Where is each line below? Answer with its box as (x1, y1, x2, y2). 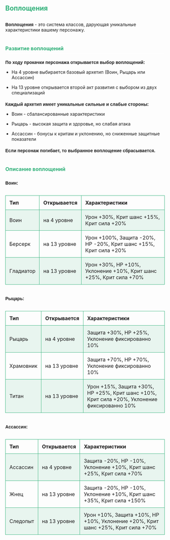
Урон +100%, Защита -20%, (85, 234, 156, 241)
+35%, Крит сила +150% (83, 497, 146, 504)
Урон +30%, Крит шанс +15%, (85, 213, 160, 220)
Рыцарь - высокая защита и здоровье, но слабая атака (12, 121, 131, 127)
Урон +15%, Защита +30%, (87, 383, 154, 390)
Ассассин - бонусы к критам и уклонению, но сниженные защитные (12, 131, 160, 137)
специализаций (12, 90, 45, 96)
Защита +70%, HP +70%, (87, 356, 149, 363)
